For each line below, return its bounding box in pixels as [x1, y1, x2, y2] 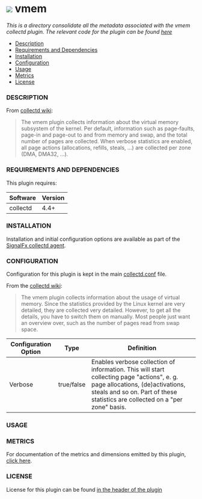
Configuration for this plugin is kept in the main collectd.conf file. [6, 270, 167, 278]
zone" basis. [91, 403, 126, 411]
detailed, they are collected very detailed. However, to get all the [20, 306, 181, 314]
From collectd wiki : [6, 107, 53, 114]
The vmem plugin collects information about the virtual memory [20, 119, 179, 126]
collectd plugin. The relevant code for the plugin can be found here [6, 28, 173, 35]
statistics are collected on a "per [91, 395, 183, 404]
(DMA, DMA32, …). [20, 150, 69, 158]
